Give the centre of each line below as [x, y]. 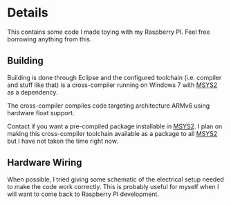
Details [28, 13]
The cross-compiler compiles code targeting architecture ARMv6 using [109, 106]
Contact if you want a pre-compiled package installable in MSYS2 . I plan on [115, 126]
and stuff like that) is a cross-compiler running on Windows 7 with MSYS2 [112, 85]
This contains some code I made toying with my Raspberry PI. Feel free [109, 32]
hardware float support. [41, 113]
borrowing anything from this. [49, 39]
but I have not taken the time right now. [63, 141]
